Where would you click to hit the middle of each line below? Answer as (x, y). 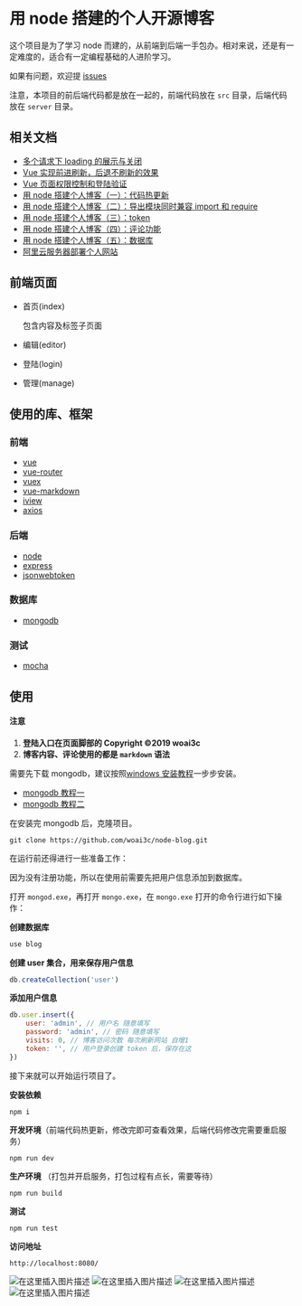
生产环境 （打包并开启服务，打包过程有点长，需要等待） (113, 1176)
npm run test (34, 1228)
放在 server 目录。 (44, 106)
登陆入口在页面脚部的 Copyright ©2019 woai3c (111, 743)
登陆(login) (42, 363)
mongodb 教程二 (53, 803)
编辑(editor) (44, 344)
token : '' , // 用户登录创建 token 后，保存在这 (109, 1048)
